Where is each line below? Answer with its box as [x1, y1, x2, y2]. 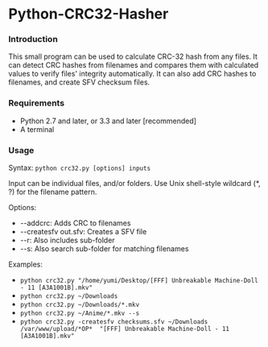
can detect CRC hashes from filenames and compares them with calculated [8, 60, 259, 70]
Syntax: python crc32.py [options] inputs [8, 163, 151, 173]
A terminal [19, 124, 55, 134]
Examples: [8, 259, 43, 270]
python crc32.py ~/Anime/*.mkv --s [19, 309, 140, 318]
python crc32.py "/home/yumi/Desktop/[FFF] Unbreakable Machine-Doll [19, 277, 259, 285]
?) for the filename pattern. [8, 187, 97, 197]
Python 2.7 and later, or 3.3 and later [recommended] [19, 116, 197, 126]
